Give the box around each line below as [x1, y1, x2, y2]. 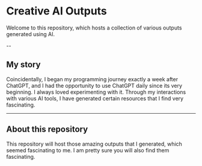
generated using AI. [6, 30, 55, 37]
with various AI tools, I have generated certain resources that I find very [6, 94, 184, 102]
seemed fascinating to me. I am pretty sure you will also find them [6, 146, 170, 154]
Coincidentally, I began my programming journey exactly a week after [6, 75, 179, 82]
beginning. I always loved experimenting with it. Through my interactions [6, 88, 186, 96]
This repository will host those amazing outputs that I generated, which [6, 140, 182, 147]
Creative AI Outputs [6, 4, 107, 18]
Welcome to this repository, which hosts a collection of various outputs [6, 24, 182, 31]
